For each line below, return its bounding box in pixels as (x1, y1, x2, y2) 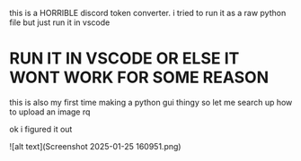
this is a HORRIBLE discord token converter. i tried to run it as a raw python (9, 8, 287, 18)
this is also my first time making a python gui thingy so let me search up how (9, 97, 293, 107)
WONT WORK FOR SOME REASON (9, 67, 270, 88)
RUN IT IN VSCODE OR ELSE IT (9, 48, 240, 69)
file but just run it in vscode (9, 17, 111, 28)
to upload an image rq (9, 106, 91, 117)
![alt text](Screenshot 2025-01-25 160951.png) (9, 140, 181, 151)
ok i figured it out (9, 123, 73, 134)
